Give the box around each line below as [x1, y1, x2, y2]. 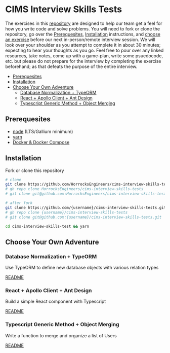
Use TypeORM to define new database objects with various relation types [5, 265, 159, 271]
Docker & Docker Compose [12, 139, 70, 145]
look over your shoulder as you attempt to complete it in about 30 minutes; [5, 42, 161, 48]
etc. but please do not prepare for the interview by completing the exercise [5, 58, 161, 64]
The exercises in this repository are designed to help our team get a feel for [5, 20, 163, 26]
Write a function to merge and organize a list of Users [5, 332, 117, 338]
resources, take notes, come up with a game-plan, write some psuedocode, [5, 52, 163, 59]
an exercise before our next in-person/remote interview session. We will [5, 37, 155, 43]
